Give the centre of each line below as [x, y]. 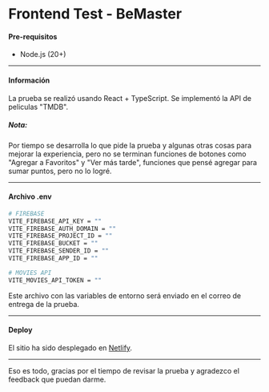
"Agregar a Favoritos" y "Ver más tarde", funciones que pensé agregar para [133, 162]
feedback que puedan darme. [57, 379]
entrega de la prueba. [44, 304]
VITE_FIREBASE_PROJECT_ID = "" [60, 236]
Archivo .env [30, 196]
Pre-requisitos [33, 36]
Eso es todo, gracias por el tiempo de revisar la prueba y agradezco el [124, 370]
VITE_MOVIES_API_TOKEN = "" [55, 280]
